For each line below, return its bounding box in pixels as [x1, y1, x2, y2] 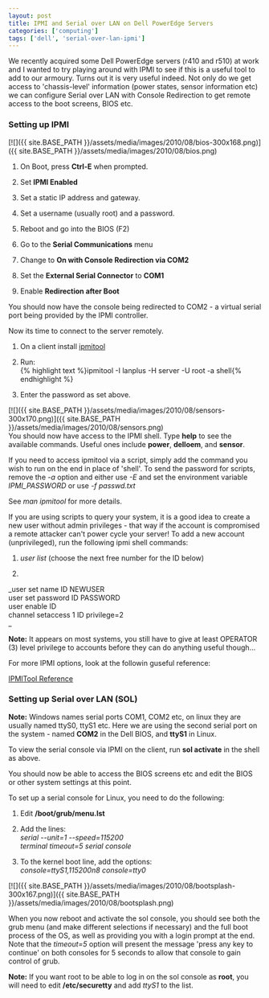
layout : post [8, 11, 52, 20]
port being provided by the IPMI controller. [8, 310, 149, 320]
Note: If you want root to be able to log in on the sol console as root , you [8, 971, 249, 981]
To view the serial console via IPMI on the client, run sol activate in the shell [8, 745, 260, 754]
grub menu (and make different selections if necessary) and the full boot [8, 922, 249, 931]
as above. [8, 753, 41, 762]
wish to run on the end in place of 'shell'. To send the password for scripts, [8, 463, 255, 473]
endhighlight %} [19, 374, 74, 384]
